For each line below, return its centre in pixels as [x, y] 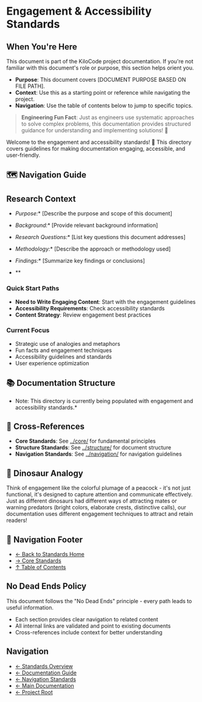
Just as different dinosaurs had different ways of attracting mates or [92, 501]
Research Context [41, 199]
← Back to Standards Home [50, 554]
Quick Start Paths [33, 288]
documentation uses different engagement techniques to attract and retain [100, 514]
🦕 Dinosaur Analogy [45, 473]
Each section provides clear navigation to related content [86, 619]
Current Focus [28, 331]
